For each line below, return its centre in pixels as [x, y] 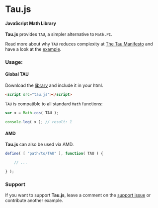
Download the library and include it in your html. [54, 85]
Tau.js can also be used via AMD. [39, 144]
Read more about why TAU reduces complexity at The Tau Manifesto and [79, 44]
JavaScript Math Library [31, 23]
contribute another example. [34, 201]
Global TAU [17, 74]
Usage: [14, 62]
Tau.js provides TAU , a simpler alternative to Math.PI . [59, 34]
